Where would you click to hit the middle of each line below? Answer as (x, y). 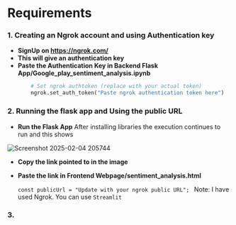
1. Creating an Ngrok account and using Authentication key (111, 35)
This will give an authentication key (71, 58)
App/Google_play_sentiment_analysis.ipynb (84, 73)
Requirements (50, 13)
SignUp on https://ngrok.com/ (63, 50)
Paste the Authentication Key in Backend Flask (88, 66)
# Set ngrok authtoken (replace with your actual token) (117, 87)
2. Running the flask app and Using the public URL (95, 111)
